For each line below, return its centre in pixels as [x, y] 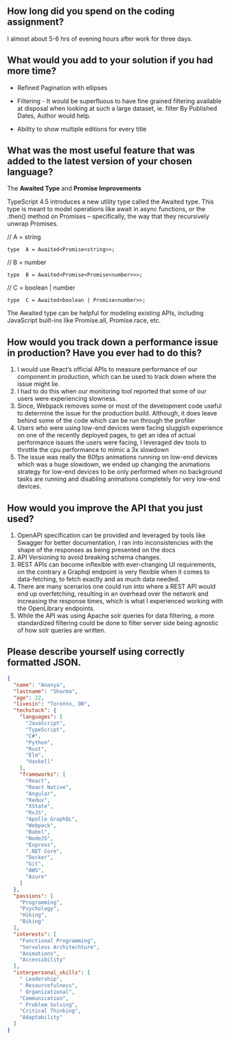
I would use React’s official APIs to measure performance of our [107, 369]
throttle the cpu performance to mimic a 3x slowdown [93, 450]
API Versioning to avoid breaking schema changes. [89, 557]
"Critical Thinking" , [50, 1011]
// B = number [27, 262]
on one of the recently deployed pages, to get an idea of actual [106, 435]
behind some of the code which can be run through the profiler [106, 421]
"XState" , [39, 806]
